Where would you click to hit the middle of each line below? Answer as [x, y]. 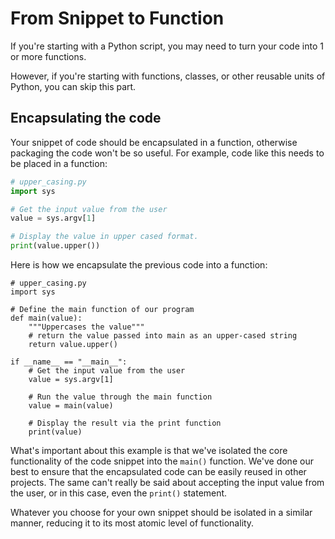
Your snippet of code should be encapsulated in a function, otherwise [154, 142]
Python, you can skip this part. [73, 86]
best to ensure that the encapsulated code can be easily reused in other [158, 471]
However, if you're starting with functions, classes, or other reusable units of [168, 76]
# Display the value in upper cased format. [104, 237]
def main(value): [46, 318]
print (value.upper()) [55, 246]
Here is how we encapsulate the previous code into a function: [139, 265]
